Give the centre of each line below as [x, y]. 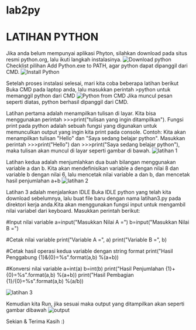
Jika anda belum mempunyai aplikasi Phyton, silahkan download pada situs [97, 53]
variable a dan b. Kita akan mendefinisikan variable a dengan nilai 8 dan [93, 168]
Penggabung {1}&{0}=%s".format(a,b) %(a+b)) [62, 257]
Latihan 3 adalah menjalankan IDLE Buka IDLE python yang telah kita [89, 192]
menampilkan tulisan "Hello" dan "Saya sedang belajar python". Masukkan [96, 138]
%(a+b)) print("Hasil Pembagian [95, 275]
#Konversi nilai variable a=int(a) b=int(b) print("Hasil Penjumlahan [85, 269]
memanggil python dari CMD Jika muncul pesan [89, 96]
